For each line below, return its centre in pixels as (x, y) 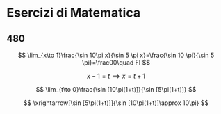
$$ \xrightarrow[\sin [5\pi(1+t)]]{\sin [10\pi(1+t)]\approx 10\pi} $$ (116, 103)
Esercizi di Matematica (73, 13)
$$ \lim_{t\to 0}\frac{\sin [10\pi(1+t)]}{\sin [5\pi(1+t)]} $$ (116, 89)
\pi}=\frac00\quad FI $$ (116, 63)
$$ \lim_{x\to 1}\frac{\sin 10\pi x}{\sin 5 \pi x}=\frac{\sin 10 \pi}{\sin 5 (116, 55)
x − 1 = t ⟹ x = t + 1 (116, 76)
